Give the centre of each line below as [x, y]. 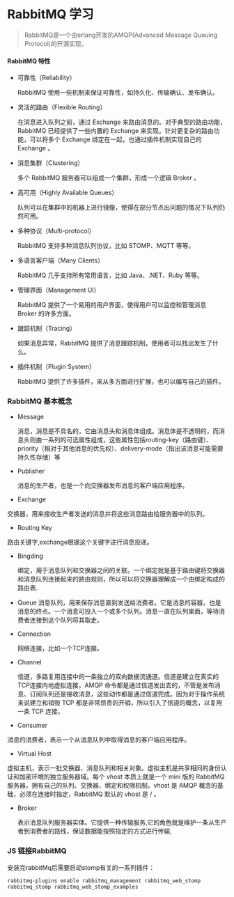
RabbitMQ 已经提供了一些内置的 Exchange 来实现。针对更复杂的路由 [115, 131]
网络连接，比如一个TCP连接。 [60, 648]
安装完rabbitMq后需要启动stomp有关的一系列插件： [81, 867]
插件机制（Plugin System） [56, 367]
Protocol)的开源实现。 [56, 43]
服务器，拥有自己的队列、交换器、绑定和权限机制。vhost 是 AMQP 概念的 [112, 786]
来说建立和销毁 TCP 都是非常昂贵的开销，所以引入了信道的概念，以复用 [120, 703]
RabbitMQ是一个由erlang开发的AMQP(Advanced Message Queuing [121, 35]
